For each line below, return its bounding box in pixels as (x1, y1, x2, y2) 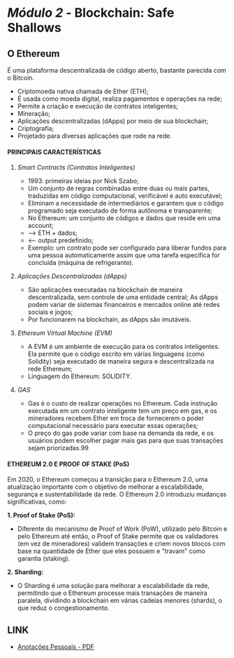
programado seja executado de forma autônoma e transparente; (27, 206, 213, 215)
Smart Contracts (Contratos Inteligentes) (17, 163, 136, 172)
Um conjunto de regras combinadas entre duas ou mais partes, (27, 184, 210, 193)
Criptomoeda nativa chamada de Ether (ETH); (17, 87, 149, 95)
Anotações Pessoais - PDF (17, 643, 95, 651)
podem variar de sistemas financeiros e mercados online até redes (27, 301, 220, 309)
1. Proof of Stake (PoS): (7, 511, 75, 520)
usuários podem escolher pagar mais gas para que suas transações (27, 436, 224, 445)
